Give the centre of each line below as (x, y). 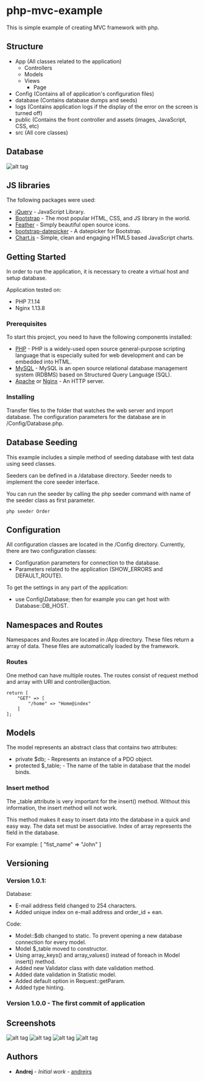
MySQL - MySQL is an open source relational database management (101, 368)
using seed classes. (31, 463)
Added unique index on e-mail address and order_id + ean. (89, 912)
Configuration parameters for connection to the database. (88, 563)
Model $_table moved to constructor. (61, 949)
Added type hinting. (40, 988)
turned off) (29, 113)
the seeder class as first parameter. (51, 500)
